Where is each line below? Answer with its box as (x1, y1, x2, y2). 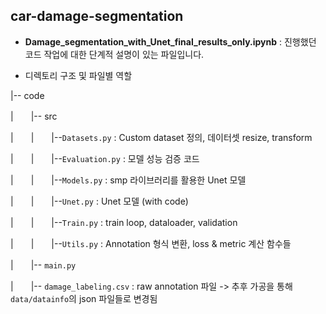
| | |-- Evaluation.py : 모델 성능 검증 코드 (10, 152, 200, 164)
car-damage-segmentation (10, 8, 184, 25)
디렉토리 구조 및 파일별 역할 (24, 69, 133, 81)
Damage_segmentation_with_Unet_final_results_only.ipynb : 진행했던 (24, 35, 317, 48)
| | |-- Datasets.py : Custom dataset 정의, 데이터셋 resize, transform (10, 131, 313, 143)
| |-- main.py (10, 259, 77, 271)
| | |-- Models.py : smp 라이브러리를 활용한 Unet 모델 (10, 174, 247, 186)
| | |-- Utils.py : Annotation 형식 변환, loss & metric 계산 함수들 (10, 237, 292, 249)
